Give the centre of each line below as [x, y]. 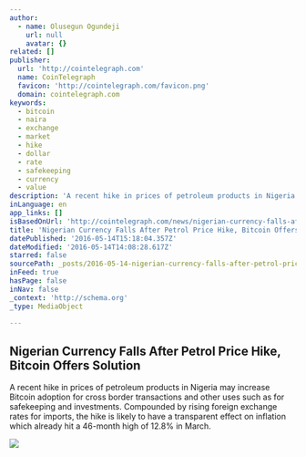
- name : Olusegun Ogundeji [69, 26]
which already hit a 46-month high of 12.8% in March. [110, 426]
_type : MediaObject [46, 306]
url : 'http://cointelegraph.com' [81, 69]
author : [24, 18]
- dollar [34, 153]
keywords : [28, 103]
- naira [32, 119]
